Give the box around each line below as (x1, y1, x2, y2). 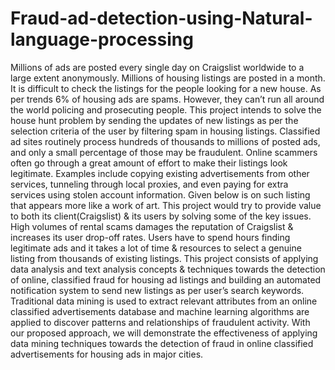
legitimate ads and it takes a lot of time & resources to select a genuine (10, 242, 302, 254)
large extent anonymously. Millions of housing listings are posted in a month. (10, 72, 326, 84)
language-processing (10, 28, 194, 51)
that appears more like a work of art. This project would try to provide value (10, 199, 322, 211)
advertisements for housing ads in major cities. (10, 348, 204, 360)
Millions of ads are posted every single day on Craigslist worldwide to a (10, 61, 305, 73)
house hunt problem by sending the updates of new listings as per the (10, 114, 299, 126)
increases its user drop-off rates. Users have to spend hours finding (10, 231, 291, 243)
